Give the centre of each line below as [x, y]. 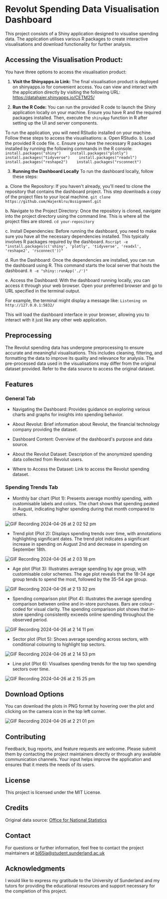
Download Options [35, 694]
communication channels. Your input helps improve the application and [78, 759]
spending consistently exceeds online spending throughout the [89, 614]
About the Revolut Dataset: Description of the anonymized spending [82, 454]
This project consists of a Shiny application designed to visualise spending [82, 33]
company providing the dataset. [45, 430]
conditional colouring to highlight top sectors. [59, 644]
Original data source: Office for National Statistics [56, 820]
